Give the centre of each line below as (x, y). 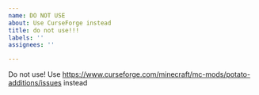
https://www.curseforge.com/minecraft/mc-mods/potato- (156, 74)
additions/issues (35, 83)
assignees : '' (32, 45)
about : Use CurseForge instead (60, 23)
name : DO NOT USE (37, 15)
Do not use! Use (34, 74)
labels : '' (26, 38)
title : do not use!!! (44, 30)
